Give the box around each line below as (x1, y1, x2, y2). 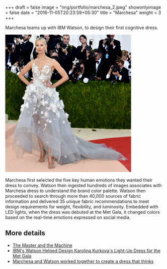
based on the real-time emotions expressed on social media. (5, 214, 131, 220)
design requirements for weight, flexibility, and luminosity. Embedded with (5, 203, 158, 210)
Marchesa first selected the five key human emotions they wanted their (5, 177, 153, 183)
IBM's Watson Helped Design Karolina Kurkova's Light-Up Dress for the (12, 247, 161, 253)
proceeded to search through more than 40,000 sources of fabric (5, 193, 141, 199)
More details (5, 229, 45, 237)
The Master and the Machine (12, 242, 73, 248)
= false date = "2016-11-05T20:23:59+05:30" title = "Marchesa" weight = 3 (5, 10, 161, 16)
